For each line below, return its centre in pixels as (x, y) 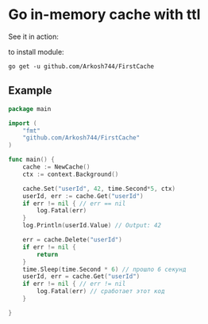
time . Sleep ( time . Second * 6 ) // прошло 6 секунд (104, 269)
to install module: (37, 51)
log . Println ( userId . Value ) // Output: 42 (92, 226)
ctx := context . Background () (71, 174)
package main (30, 109)
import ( (23, 123)
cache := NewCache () (56, 167)
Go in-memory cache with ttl (104, 15)
